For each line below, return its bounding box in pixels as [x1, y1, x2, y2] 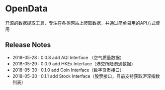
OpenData [5, 3, 48, 14]
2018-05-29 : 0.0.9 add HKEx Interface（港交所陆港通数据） [12, 60, 136, 67]
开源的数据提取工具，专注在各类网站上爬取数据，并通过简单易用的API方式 [5, 20, 156, 26]
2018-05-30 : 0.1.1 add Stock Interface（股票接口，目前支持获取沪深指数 [12, 73, 160, 79]
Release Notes [5, 41, 51, 49]
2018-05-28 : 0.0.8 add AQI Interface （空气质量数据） [12, 54, 124, 60]
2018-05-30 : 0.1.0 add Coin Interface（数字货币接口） [12, 67, 124, 73]
